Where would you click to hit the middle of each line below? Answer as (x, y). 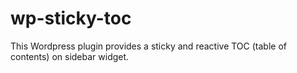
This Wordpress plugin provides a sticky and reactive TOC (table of (148, 46)
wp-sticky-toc (71, 18)
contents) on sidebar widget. (70, 56)
